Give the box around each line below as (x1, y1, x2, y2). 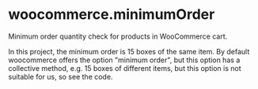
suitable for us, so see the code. (8, 72, 113, 81)
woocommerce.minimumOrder (8, 6, 215, 24)
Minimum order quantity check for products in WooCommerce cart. (8, 32, 228, 41)
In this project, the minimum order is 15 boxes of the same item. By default (8, 46, 250, 56)
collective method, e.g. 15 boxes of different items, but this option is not (8, 63, 241, 72)
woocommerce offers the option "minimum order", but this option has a (8, 55, 241, 65)
